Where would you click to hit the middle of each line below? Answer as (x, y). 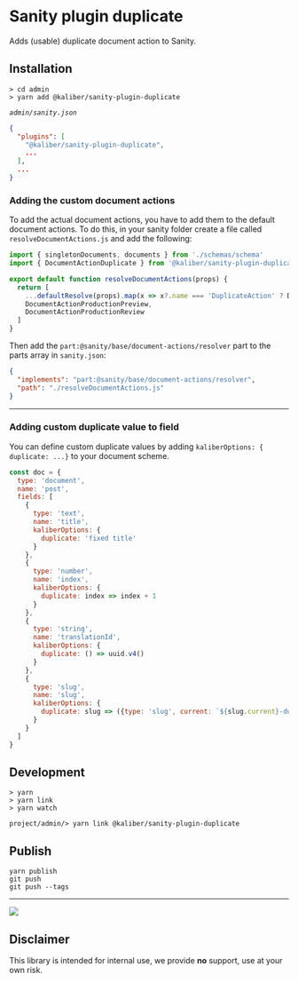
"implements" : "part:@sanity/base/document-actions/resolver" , (136, 379)
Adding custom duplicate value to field (94, 427)
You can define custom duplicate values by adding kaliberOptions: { (137, 447)
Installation (41, 69)
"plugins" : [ (41, 136)
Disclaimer (39, 939)
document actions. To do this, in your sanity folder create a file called (136, 229)
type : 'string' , (63, 629)
